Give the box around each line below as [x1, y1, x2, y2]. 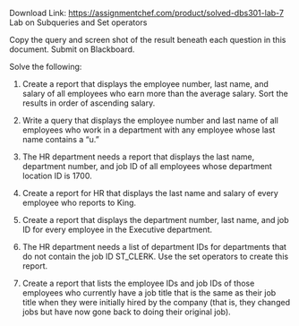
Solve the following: [9, 62, 82, 72]
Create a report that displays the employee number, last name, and [21, 79, 269, 89]
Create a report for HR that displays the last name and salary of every [21, 188, 279, 198]
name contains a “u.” [21, 134, 100, 144]
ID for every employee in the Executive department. [21, 224, 213, 235]
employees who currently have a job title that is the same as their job [21, 287, 277, 298]
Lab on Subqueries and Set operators [9, 17, 148, 28]
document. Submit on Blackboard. [9, 44, 135, 55]
